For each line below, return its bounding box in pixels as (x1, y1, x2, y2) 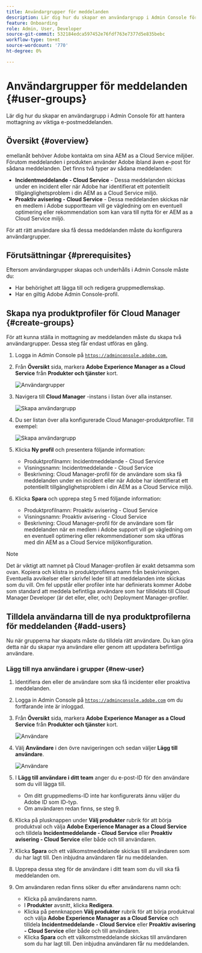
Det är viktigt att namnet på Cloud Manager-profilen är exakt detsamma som (6, 562, 195, 569)
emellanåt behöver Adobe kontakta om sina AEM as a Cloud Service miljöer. (6, 152, 194, 159)
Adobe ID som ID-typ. (23, 799, 78, 806)
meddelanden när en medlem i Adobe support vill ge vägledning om (23, 526, 192, 533)
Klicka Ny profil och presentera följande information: (14, 446, 145, 454)
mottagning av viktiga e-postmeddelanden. (6, 118, 113, 125)
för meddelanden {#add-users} (6, 621, 127, 631)
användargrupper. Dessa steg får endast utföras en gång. (6, 340, 148, 347)
